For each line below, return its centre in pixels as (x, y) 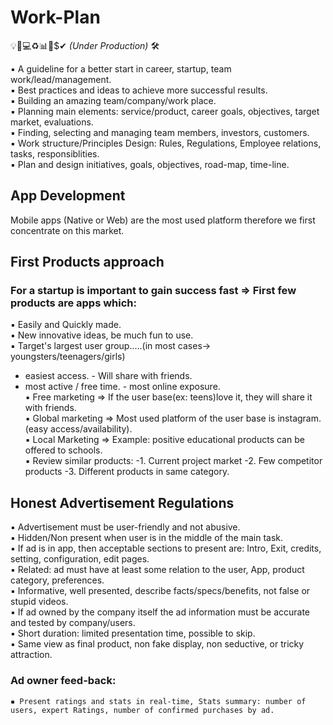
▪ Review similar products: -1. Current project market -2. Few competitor (173, 461)
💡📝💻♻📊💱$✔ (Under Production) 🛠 (85, 45)
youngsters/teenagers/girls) (68, 357)
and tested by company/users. (73, 623)
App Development (68, 196)
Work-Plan (55, 17)
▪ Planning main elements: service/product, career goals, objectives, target (165, 111)
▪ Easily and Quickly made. (66, 325)
